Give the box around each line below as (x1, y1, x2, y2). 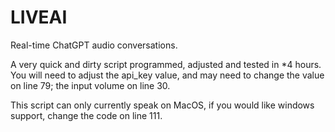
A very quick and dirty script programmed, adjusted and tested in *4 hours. (10, 58, 322, 70)
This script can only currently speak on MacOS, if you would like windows (10, 99, 315, 111)
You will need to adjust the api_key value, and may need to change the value (10, 69, 325, 81)
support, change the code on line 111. (10, 109, 163, 121)
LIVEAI (10, 6, 68, 29)
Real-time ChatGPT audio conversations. (10, 39, 178, 51)
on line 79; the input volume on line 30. (10, 79, 171, 91)
